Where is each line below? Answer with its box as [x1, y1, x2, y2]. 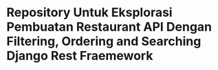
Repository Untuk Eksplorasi [6, 5, 173, 20]
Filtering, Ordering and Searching [6, 34, 201, 49]
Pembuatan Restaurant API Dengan [6, 19, 212, 35]
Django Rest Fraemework [6, 48, 153, 64]
